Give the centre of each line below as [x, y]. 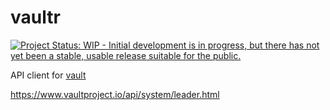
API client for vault [48, 75]
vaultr [35, 17]
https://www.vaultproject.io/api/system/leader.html [115, 94]
